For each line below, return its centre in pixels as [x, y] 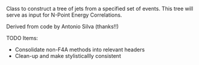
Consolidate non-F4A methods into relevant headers [80, 49]
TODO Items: [22, 38]
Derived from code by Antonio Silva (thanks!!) [62, 27]
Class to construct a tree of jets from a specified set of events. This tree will [100, 9]
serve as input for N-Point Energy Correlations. [64, 15]
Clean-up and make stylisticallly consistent [68, 56]
